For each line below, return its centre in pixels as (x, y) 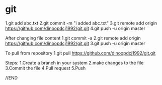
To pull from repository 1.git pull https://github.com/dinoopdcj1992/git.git (80, 53)
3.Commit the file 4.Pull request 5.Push (46, 68)
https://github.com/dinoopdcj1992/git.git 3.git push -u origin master (75, 43)
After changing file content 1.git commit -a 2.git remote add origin (73, 38)
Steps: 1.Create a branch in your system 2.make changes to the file (74, 62)
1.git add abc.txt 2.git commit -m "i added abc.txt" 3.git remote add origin (81, 23)
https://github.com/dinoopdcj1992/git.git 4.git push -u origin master (75, 28)
